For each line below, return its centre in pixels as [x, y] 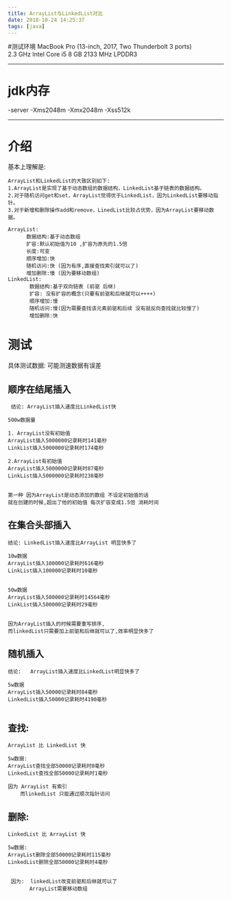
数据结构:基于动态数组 [53, 237]
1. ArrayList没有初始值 [39, 433]
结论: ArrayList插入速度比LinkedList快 [63, 407]
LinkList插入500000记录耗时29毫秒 [53, 604]
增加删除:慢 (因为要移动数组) [63, 273]
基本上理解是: [27, 167]
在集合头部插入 [39, 525]
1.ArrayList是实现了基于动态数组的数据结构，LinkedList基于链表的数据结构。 [106, 189]
